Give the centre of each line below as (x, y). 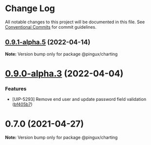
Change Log (30, 8)
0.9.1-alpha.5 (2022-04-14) (48, 42)
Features (16, 89)
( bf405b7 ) (22, 104)
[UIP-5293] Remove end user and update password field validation (79, 99)
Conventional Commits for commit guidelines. (51, 27)
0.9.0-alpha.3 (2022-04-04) (64, 73)
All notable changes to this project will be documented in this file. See (75, 22)
